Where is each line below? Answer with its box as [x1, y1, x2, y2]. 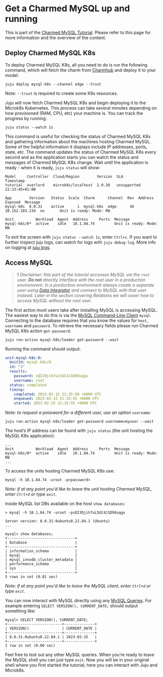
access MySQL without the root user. [17, 297, 92, 303]
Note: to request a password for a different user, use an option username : [5, 409, 151, 416]
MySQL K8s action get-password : [5, 328, 71, 334]
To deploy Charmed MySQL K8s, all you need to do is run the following [5, 62, 148, 68]
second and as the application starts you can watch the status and [5, 154, 139, 160]
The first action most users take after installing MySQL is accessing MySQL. [5, 307, 158, 313]
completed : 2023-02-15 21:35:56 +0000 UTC [14, 392, 102, 397]
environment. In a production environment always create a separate [17, 282, 155, 288]
